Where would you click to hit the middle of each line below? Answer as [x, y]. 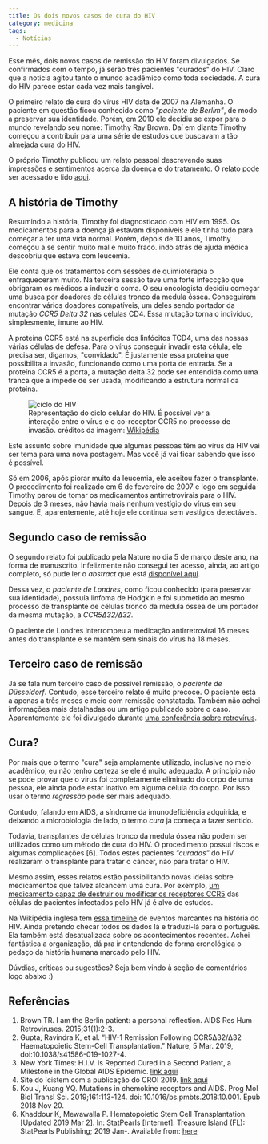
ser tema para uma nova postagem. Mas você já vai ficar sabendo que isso [132, 455]
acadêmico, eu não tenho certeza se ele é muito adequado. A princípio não [132, 770]
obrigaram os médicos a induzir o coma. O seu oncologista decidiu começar [134, 289]
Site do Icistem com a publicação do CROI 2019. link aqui [114, 1080]
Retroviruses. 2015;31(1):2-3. [67, 1029]
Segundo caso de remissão [77, 538]
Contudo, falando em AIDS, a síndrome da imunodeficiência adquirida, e [127, 811]
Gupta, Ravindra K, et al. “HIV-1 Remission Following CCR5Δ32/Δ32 [130, 1037]
